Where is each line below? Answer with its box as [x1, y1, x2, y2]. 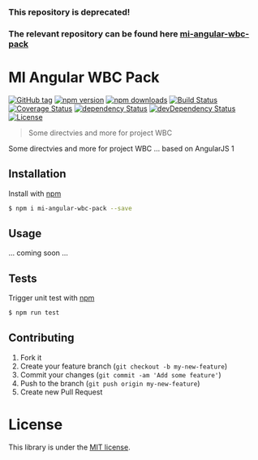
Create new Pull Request [19, 387, 103, 397]
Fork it [19, 352, 42, 362]
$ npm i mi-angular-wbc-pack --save [8, 204, 132, 212]
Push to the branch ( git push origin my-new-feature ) [19, 378, 200, 388]
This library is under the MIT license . [8, 442, 131, 452]
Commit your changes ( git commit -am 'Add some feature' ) [19, 369, 221, 379]
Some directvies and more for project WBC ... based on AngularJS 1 [8, 143, 234, 153]
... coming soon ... [8, 248, 69, 258]
